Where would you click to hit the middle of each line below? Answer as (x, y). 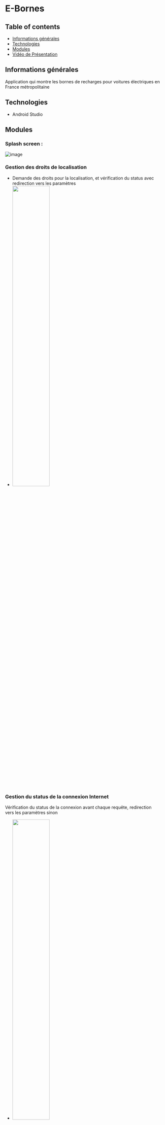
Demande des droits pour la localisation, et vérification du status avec (83, 178)
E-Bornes (25, 9)
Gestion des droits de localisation (46, 167)
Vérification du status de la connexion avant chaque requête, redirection (78, 807)
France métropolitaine (27, 87)
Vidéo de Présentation (35, 54)
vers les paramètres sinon (32, 812)
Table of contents (33, 27)
